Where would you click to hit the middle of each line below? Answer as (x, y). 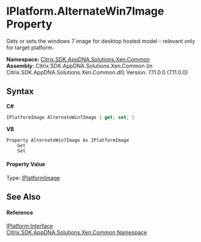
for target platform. (30, 48)
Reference (20, 212)
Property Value (26, 164)
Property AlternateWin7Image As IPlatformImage (68, 140)
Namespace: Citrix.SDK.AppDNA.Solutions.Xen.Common (78, 59)
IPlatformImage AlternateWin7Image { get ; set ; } (71, 117)
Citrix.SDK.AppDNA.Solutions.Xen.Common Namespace (77, 232)
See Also (23, 197)
